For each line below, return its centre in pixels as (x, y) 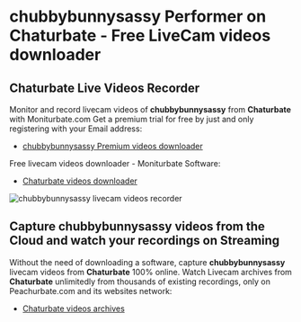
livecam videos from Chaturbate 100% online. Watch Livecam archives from (150, 272)
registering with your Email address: (76, 129)
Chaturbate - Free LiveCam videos (140, 36)
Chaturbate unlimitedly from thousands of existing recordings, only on (140, 282)
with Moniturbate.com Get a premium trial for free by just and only (132, 119)
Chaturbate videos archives (74, 309)
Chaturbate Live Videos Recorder (105, 88)
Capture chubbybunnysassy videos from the (137, 227)
